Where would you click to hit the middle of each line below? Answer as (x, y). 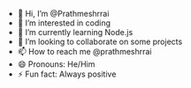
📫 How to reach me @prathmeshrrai (84, 51)
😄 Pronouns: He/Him (56, 64)
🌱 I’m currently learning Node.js (75, 32)
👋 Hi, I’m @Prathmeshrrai (63, 14)
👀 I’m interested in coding (64, 23)
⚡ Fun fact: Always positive (67, 74)
